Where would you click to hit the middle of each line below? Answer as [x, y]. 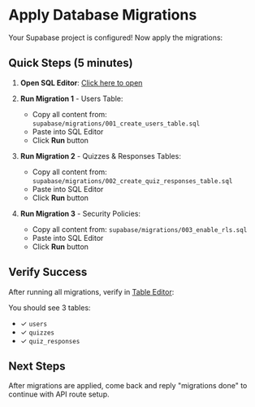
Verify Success [48, 272]
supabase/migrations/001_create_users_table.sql [116, 124]
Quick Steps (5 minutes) [71, 63]
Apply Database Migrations [103, 15]
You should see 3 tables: [50, 308]
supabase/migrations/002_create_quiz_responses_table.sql [132, 181]
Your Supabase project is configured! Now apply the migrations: [116, 37]
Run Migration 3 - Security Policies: [80, 213]
